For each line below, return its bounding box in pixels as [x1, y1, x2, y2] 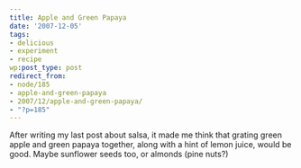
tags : [9, 30, 30, 39]
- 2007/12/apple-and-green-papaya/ [9, 96, 143, 106]
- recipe [9, 55, 42, 64]
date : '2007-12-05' [9, 22, 83, 31]
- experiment [9, 47, 59, 56]
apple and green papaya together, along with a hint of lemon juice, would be [9, 139, 292, 150]
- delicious [9, 38, 54, 48]
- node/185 [9, 80, 50, 89]
